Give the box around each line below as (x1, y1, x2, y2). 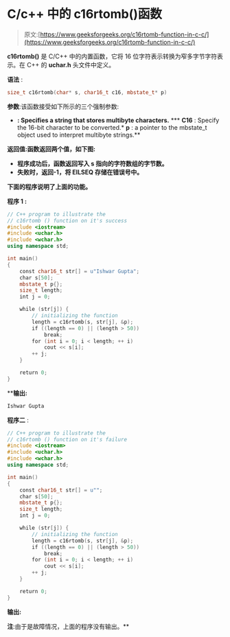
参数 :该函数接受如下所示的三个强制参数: (7, 102, 119, 111)
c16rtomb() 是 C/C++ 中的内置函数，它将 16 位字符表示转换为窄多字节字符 (7, 52, 218, 60)
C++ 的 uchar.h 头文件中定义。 (26, 60, 115, 69)
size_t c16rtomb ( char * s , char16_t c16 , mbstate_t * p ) (7, 89, 168, 96)
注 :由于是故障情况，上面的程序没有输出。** (7, 622, 130, 630)
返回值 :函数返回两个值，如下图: (7, 145, 96, 153)
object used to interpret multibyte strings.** (16, 130, 141, 139)
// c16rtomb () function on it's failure (7, 436, 128, 443)
